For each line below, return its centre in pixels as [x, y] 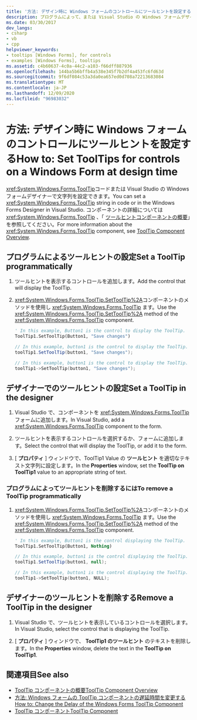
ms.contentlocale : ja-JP [36, 88]
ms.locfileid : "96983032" [38, 99]
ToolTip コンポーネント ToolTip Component [66, 711]
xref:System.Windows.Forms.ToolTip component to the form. [88, 426]
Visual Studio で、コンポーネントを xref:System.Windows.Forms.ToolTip [102, 412]
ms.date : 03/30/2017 [31, 22]
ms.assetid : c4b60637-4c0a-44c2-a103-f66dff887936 [69, 66]
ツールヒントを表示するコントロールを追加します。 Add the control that [100, 281]
